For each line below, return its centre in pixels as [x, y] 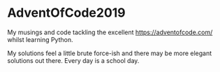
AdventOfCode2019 [66, 13]
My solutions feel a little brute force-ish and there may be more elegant [110, 53]
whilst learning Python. [40, 39]
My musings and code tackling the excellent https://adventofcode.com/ [110, 32]
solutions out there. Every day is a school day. [73, 60]
